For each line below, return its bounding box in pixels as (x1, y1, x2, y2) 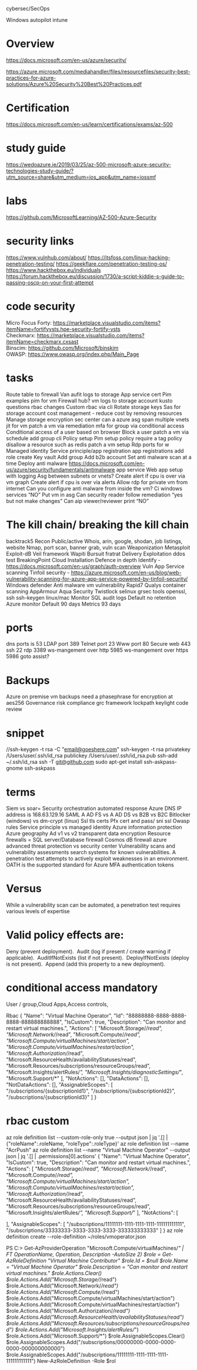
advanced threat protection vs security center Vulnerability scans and (6, 842, 175, 849)
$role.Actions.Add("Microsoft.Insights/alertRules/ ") (15, 1326, 139, 1333)
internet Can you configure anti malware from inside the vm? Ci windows (6, 485, 182, 492)
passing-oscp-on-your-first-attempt (6, 279, 94, 286)
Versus (6, 882, 42, 895)
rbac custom (6, 1114, 69, 1128)
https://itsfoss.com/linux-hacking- (88, 254, 171, 261)
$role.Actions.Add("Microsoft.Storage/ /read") (6, 1276, 117, 1283)
